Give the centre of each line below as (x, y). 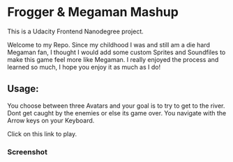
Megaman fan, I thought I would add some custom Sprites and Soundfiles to (116, 52)
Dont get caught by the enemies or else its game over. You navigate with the (117, 113)
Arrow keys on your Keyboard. (51, 120)
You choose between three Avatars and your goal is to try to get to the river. (116, 106)
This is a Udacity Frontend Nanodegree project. (76, 31)
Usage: (23, 89)
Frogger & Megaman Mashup (93, 12)
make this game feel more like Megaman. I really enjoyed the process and (113, 59)
